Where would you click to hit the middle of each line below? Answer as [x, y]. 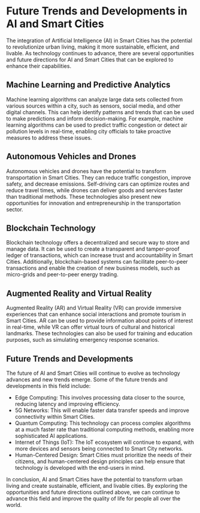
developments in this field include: [49, 386]
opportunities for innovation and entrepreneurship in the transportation [93, 203]
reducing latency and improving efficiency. [67, 404]
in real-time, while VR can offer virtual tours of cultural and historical [90, 327]
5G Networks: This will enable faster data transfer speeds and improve [102, 410]
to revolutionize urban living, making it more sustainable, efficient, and [93, 47]
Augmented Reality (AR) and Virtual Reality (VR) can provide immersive [94, 308]
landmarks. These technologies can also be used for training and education [99, 333]
